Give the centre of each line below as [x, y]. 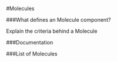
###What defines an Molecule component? [58, 20]
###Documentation [30, 42]
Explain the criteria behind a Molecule [52, 31]
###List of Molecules [32, 54]
